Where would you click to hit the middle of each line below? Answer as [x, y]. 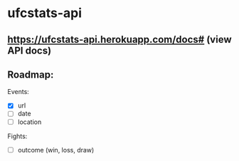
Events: [18, 92]
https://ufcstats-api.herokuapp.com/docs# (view [119, 40]
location [30, 122]
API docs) [30, 50]
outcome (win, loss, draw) [56, 150]
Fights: [17, 136]
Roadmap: [31, 74]
